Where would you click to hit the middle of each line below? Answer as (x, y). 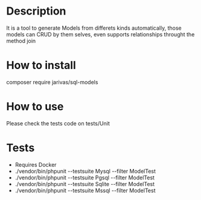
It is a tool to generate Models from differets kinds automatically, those (94, 28)
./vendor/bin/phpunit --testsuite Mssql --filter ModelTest (85, 190)
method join (21, 41)
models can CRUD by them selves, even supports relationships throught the (101, 34)
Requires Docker (36, 164)
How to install (41, 65)
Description (36, 11)
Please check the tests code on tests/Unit (58, 123)
